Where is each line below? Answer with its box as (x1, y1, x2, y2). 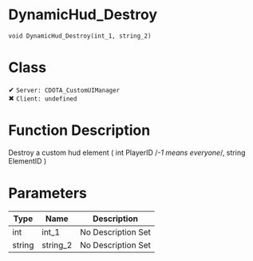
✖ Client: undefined (8, 93, 77, 103)
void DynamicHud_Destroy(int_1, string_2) (8, 32, 152, 40)
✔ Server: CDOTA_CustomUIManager (8, 85, 121, 94)
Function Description (8, 121, 151, 140)
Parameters (8, 184, 88, 202)
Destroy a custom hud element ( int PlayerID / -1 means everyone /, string (8, 148, 246, 157)
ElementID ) (8, 156, 47, 165)
